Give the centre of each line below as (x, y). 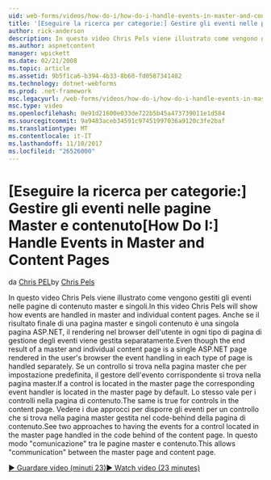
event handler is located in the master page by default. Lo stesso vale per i (132, 392)
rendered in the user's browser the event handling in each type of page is (130, 358)
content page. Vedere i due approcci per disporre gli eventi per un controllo (134, 410)
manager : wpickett (39, 53)
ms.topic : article (39, 69)
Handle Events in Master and (106, 242)
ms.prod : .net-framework (50, 91)
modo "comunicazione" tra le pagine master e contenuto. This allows (122, 444)
